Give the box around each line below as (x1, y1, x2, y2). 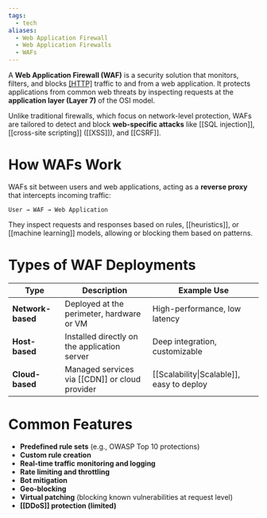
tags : (8, 11, 26, 20)
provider (64, 383, 97, 394)
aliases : (8, 26, 37, 34)
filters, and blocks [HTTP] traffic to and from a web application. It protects (8, 79, 251, 88)
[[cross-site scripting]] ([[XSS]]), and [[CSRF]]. (8, 128, 161, 137)
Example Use (178, 284, 229, 296)
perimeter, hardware (64, 307, 141, 319)
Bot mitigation (19, 475, 68, 485)
